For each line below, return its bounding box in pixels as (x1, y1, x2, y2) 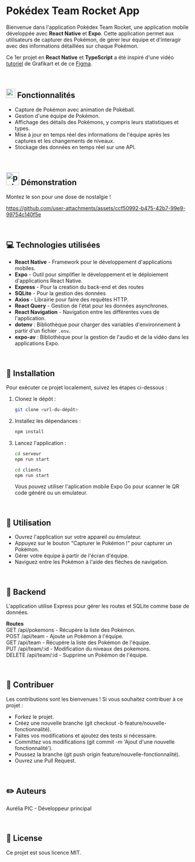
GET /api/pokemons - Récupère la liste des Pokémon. (6, 626, 136, 634)
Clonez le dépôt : (14, 396, 56, 403)
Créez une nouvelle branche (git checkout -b (14, 720, 123, 727)
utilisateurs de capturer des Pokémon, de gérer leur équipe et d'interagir (6, 36, 181, 43)
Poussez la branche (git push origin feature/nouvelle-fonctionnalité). (14, 751, 180, 758)
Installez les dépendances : (14, 417, 81, 425)
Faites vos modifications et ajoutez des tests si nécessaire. (14, 732, 157, 739)
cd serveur (14, 450, 42, 457)
